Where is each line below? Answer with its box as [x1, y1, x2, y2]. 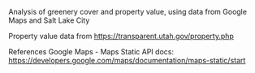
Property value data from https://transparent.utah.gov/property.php [8, 32, 234, 41]
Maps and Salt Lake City [8, 15, 90, 25]
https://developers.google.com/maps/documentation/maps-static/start [8, 56, 246, 65]
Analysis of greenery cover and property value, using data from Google [8, 7, 248, 16]
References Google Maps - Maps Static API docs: [8, 47, 175, 56]
